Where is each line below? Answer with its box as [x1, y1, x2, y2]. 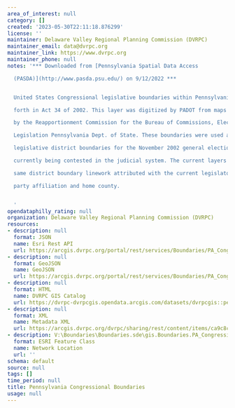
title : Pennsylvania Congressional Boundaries [7, 383, 145, 391]
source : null [7, 364, 45, 372]
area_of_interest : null [7, 10, 77, 18]
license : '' [7, 29, 42, 37]
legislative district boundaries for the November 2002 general [13, 144, 205, 151]
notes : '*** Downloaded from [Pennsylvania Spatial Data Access [7, 62, 199, 69]
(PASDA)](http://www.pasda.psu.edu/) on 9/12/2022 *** [13, 75, 177, 82]
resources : [7, 221, 39, 228]
